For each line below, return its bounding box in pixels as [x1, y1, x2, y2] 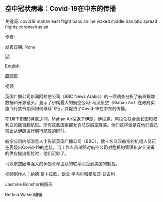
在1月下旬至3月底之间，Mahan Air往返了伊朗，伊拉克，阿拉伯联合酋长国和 [5, 116, 153, 122]
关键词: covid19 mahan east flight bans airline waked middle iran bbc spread [5, 18, 158, 24]
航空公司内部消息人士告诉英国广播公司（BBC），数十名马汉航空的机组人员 [5, 138, 152, 144]
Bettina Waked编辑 [5, 191, 43, 197]
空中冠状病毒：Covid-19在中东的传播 [5, 4, 116, 13]
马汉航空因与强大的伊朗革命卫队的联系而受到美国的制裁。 [5, 160, 120, 166]
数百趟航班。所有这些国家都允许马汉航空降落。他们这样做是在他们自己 [17, 122, 158, 127]
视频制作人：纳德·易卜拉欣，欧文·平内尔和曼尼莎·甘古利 [5, 171, 115, 177]
